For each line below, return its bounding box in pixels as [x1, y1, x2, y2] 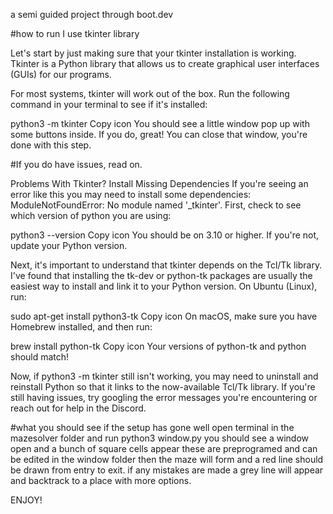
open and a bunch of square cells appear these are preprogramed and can [10, 443, 318, 454]
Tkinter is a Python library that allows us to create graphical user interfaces [10, 58, 320, 69]
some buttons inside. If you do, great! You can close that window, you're [10, 129, 308, 140]
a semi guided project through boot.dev [10, 9, 174, 20]
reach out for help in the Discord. [10, 402, 147, 414]
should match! [10, 351, 70, 363]
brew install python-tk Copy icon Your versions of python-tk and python [10, 340, 307, 352]
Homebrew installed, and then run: [10, 321, 153, 333]
